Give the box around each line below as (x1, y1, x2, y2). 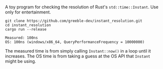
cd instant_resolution (5, 23, 51, 28)
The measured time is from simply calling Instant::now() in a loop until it (5, 48, 151, 54)
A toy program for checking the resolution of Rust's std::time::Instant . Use (5, 4, 159, 10)
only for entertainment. (5, 9, 51, 15)
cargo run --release (5, 27, 47, 32)
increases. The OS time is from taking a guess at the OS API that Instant (5, 53, 151, 59)
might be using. (5, 58, 36, 64)
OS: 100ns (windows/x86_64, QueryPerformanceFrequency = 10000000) (5, 40, 145, 44)
